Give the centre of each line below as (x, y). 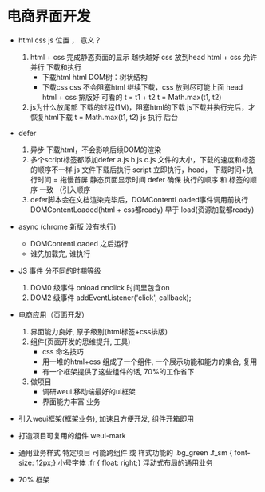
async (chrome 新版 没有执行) (67, 226)
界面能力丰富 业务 (71, 402)
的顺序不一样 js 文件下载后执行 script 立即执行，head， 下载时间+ (138, 170)
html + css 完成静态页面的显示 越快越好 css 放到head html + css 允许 (144, 57)
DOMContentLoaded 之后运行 (79, 243)
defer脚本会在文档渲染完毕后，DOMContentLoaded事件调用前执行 (139, 199)
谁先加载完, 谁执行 (60, 254)
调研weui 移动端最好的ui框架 (89, 391)
